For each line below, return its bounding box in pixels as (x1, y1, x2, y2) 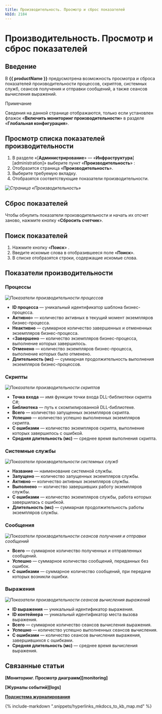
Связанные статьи (5, 662, 65, 670)
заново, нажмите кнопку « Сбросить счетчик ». (5, 218, 104, 224)
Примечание (5, 101, 32, 106)
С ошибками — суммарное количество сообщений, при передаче (12, 568, 151, 574)
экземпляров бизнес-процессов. (12, 361, 81, 367)
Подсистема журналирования (5, 694, 71, 699)
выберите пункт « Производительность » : (47, 160, 135, 166)
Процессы (5, 284, 32, 290)
